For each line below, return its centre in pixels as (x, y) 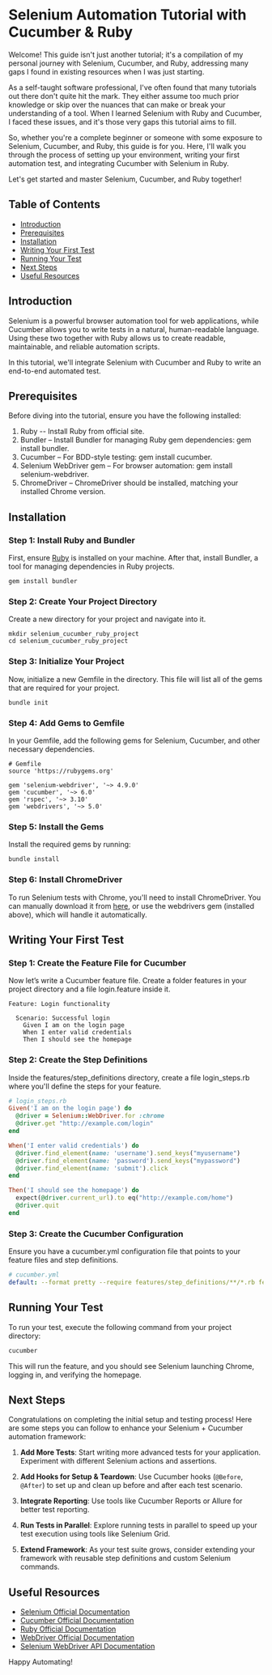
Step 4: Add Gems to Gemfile (67, 722)
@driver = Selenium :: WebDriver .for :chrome (90, 1116)
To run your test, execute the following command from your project (120, 1327)
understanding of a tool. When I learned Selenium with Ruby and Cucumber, (135, 113)
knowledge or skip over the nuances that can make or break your (117, 104)
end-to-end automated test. (55, 371)
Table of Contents (55, 205)
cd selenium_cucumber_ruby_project (68, 641)
